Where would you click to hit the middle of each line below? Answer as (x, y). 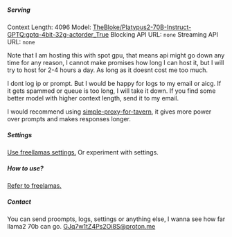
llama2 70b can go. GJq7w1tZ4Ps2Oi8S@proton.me (81, 226)
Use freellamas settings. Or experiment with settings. (83, 152)
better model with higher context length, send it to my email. (93, 98)
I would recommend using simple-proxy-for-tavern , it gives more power (109, 112)
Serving (19, 10)
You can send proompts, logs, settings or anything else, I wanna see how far (116, 219)
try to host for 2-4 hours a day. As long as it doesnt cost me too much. (108, 70)
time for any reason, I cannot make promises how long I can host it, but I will (116, 62)
